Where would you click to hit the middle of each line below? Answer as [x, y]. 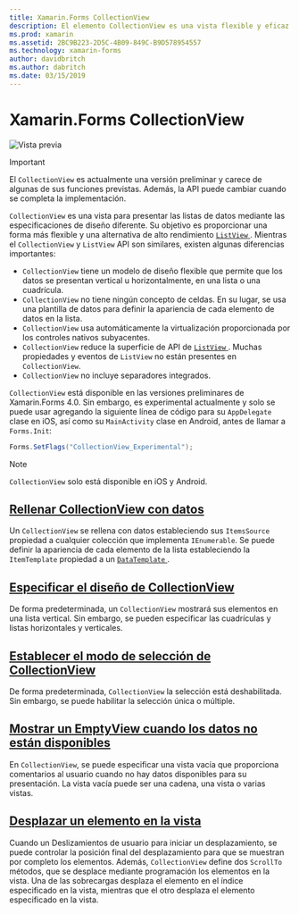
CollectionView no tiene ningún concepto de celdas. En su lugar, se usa [154, 299]
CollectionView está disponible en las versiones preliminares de [127, 392]
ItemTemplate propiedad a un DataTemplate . [90, 559]
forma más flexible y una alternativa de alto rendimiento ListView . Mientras [148, 234]
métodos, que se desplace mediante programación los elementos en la [140, 871]
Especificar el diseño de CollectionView [122, 587]
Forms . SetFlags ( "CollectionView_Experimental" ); [101, 447]
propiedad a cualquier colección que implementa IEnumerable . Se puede [142, 541]
